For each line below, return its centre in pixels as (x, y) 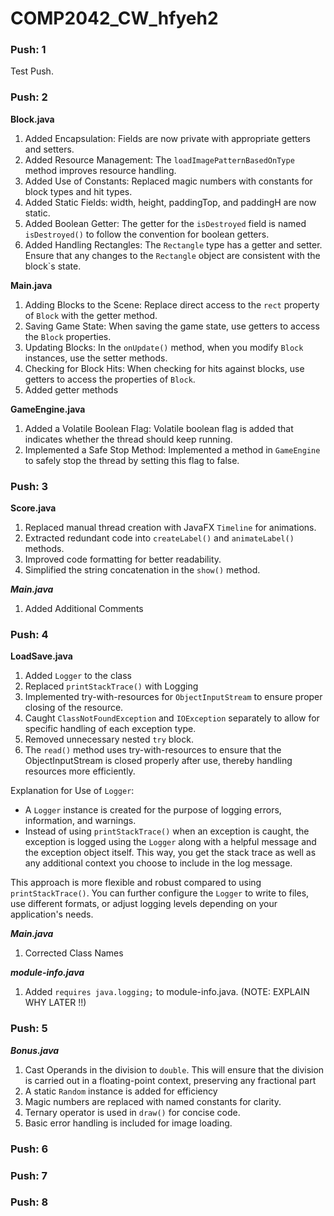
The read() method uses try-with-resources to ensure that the (153, 750)
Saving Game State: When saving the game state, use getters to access (172, 326)
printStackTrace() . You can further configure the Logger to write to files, (160, 893)
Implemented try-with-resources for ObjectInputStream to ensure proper (173, 697)
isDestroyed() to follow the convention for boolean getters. (147, 234)
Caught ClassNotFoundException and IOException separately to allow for (172, 718)
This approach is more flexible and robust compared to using (136, 883)
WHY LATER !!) (55, 1003)
